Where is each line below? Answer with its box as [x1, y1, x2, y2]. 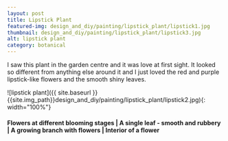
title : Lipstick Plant [7, 16, 72, 23]
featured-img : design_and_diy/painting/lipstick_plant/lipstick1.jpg [7, 23, 211, 29]
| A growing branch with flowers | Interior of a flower [7, 126, 160, 134]
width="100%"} [7, 103, 52, 111]
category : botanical [7, 42, 67, 49]
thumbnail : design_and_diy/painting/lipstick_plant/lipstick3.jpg [7, 29, 201, 36]
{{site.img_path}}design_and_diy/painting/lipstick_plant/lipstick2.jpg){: [7, 96, 206, 103]
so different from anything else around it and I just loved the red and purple [7, 68, 220, 76]
